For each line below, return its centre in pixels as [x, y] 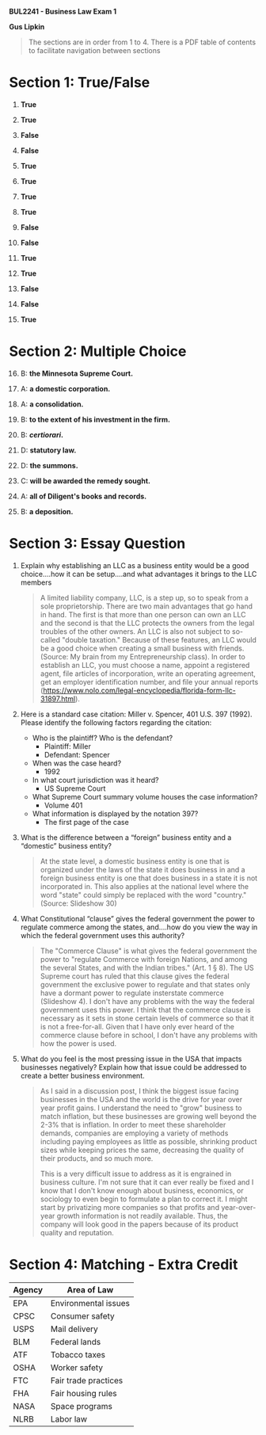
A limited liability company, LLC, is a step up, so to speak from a [144, 597]
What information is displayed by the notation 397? [115, 813]
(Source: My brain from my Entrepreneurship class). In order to [143, 656]
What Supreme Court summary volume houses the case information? [145, 796]
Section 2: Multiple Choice [98, 351]
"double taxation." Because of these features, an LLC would [159, 639]
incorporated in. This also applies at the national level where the [144, 886]
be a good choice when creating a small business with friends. [142, 648]
